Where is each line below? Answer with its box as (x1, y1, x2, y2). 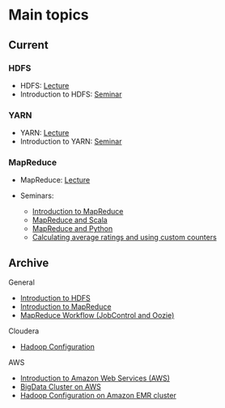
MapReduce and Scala (32, 215, 108, 225)
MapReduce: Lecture (19, 175, 91, 185)
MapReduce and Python (32, 224, 113, 234)
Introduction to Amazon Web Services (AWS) (19, 373, 170, 383)
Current (8, 38, 49, 52)
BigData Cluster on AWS (19, 382, 101, 392)
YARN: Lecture (19, 128, 70, 138)
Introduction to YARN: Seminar (19, 136, 122, 147)
